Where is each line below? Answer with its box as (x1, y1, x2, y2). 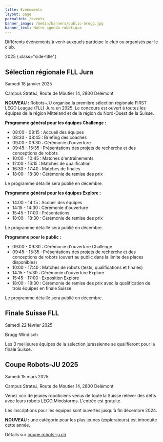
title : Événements (5, 7, 42, 12)
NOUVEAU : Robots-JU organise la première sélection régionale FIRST (5, 100, 147, 105)
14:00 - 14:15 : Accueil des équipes (12, 199, 82, 205)
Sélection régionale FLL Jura (5, 68, 94, 76)
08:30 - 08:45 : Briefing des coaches (12, 134, 87, 140)
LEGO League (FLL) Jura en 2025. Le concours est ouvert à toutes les (5, 105, 146, 111)
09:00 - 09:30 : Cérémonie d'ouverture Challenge (12, 243, 113, 249)
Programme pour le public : (5, 234, 61, 240)
